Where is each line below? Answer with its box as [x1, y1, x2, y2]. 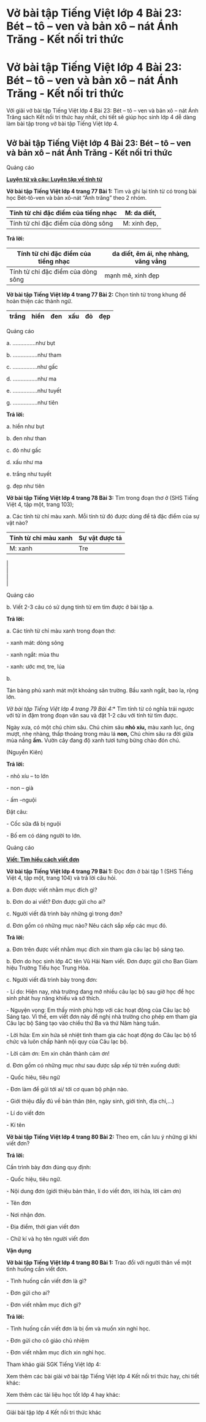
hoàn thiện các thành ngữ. [6, 297, 73, 304]
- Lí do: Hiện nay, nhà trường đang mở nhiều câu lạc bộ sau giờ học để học [6, 987, 195, 995]
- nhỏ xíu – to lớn [6, 772, 49, 780]
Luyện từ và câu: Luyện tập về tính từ [6, 175, 103, 183]
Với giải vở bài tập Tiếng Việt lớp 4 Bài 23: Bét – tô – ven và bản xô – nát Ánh [6, 107, 199, 114]
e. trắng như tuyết [6, 470, 51, 478]
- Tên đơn [6, 1199, 31, 1206]
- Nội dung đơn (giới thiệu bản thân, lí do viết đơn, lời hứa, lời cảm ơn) [6, 1187, 181, 1195]
